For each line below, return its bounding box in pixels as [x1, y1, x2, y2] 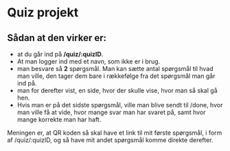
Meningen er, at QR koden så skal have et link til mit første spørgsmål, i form [7, 128, 222, 137]
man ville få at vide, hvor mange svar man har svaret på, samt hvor [16, 108, 206, 116]
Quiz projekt [7, 5, 79, 20]
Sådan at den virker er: [7, 32, 107, 44]
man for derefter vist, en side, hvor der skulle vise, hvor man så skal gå [16, 87, 218, 94]
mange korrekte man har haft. [16, 115, 102, 124]
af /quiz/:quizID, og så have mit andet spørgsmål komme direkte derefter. [7, 136, 214, 144]
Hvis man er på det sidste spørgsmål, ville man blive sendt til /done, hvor [16, 101, 223, 109]
